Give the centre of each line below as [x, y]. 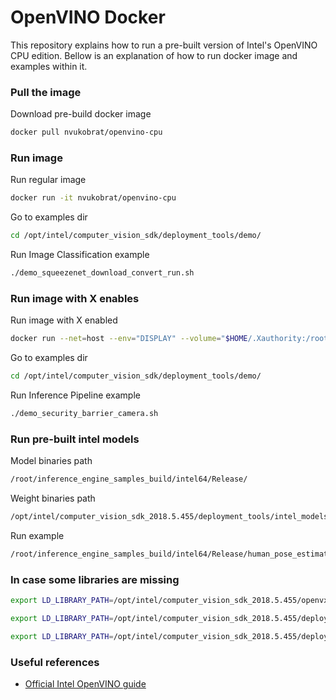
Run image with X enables [75, 298]
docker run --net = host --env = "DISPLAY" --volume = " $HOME [129, 339]
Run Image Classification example [80, 255]
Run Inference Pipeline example [75, 395]
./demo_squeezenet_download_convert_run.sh [102, 273]
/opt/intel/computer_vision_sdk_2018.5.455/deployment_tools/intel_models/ [171, 517]
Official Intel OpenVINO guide [85, 684]
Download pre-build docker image [81, 114]
